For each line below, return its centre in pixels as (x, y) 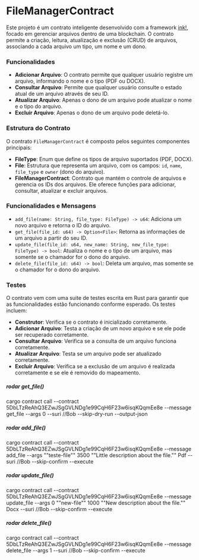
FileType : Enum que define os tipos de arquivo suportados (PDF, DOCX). (104, 159)
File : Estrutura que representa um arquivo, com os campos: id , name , (98, 165)
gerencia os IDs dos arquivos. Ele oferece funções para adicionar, (95, 184)
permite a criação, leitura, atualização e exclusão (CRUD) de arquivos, (92, 40)
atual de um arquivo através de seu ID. (62, 94)
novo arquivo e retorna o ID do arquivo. (63, 225)
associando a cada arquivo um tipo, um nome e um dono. (76, 46)
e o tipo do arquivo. (39, 107)
